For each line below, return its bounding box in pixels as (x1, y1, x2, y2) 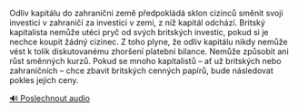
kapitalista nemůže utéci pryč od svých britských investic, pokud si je (9, 27, 269, 37)
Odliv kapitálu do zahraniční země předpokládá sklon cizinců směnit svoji (9, 8, 283, 18)
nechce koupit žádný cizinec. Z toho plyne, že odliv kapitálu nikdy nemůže (9, 36, 288, 47)
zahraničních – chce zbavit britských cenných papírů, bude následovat (9, 65, 274, 76)
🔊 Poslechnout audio (9, 93, 91, 103)
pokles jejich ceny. (9, 75, 79, 85)
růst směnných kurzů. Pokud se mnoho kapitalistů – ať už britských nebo (9, 56, 282, 66)
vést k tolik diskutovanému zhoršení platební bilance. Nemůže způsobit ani (9, 46, 289, 57)
